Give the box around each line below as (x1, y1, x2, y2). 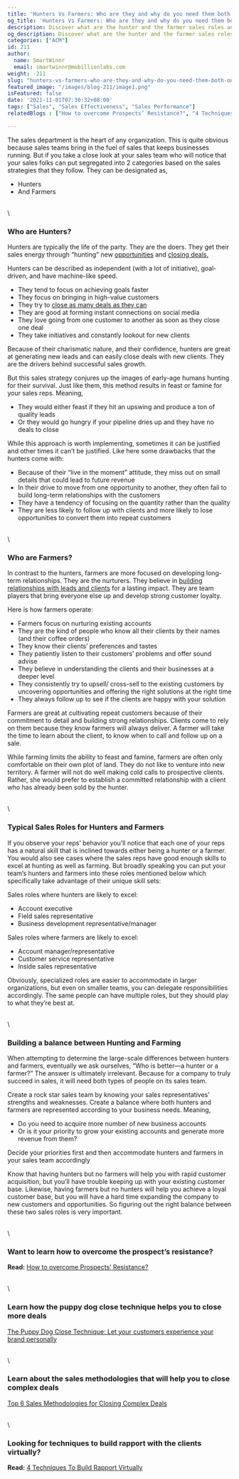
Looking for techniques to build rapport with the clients (7, 1438, 202, 1448)
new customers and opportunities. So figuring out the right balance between (7, 1200, 232, 1208)
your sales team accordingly (7, 1155, 90, 1164)
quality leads (17, 411, 55, 419)
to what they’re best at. (7, 999, 75, 1007)
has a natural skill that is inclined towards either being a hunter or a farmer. (7, 846, 226, 855)
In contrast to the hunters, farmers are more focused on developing (7, 569, 205, 577)
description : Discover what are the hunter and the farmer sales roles (7, 24, 224, 31)
